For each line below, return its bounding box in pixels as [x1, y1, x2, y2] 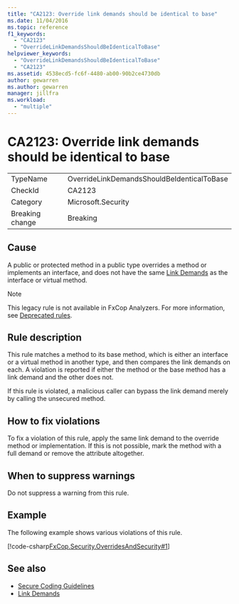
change [11, 217, 37, 227]
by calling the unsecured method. [7, 395, 106, 403]
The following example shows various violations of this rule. [7, 528, 183, 536]
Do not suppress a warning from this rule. [7, 489, 129, 497]
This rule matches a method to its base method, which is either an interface [7, 350, 229, 359]
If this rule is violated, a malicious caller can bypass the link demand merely [7, 387, 229, 395]
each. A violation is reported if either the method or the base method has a [7, 365, 226, 374]
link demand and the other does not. [7, 373, 114, 382]
